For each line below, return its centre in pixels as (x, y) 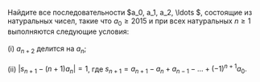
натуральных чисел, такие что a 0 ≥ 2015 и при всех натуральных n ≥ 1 (129, 22)
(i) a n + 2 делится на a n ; (47, 49)
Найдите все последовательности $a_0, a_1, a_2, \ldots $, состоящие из (130, 12)
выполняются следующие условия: (68, 31)
